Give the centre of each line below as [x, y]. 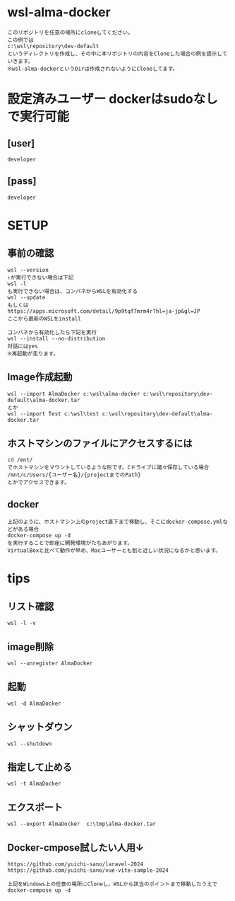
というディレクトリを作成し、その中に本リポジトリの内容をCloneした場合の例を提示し [115, 54]
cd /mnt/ [20, 460]
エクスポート [35, 807]
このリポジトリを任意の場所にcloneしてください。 [70, 33]
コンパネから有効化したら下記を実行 [52, 332]
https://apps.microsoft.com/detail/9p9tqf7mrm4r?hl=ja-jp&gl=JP [104, 311]
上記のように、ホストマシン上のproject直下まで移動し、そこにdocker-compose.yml [115, 522]
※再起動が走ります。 [33, 354]
